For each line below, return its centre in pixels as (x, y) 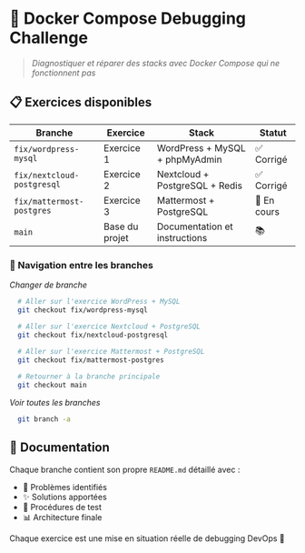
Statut (273, 133)
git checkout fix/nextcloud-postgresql (93, 335)
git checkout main (53, 386)
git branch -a (44, 419)
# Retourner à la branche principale (89, 377)
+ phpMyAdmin (190, 159)
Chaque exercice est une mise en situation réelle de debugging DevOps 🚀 (147, 538)
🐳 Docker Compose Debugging (128, 19)
